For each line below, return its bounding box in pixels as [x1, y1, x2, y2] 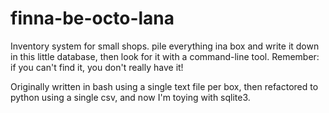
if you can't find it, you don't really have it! [10, 61, 184, 73]
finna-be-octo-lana [10, 7, 175, 30]
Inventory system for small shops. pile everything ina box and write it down [10, 40, 320, 52]
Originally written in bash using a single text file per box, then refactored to [10, 80, 319, 92]
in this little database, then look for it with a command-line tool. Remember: [10, 50, 320, 62]
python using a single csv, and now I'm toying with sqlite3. [10, 91, 251, 103]
